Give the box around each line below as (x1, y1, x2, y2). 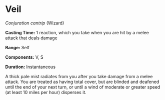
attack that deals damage (5, 35, 57, 41)
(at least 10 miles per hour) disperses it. (5, 89, 86, 95)
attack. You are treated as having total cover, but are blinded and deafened (5, 79, 159, 85)
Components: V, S (5, 54, 43, 60)
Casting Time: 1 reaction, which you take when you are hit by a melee (5, 29, 149, 35)
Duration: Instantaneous (5, 64, 56, 70)
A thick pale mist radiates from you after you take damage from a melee (5, 73, 153, 79)
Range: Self (5, 44, 30, 50)
